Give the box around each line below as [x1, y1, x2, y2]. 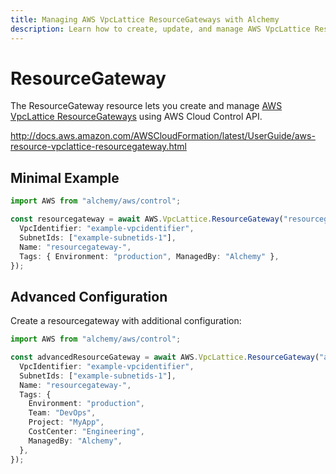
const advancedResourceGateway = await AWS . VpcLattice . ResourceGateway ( [10, 352, 320, 363]
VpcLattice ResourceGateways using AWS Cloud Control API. [10, 111, 263, 123]
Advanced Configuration [10, 288, 168, 305]
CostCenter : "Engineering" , [28, 427, 145, 437]
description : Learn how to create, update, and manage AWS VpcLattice [10, 24, 311, 34]
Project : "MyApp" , [28, 417, 105, 428]
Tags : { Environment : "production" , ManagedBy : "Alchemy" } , [19, 251, 280, 261]
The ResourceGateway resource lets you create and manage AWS [10, 100, 283, 112]
